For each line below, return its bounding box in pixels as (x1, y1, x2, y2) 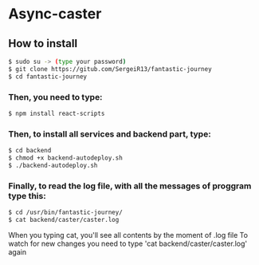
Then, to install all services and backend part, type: (8, 129, 211, 140)
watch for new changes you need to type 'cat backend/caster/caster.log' (8, 239, 248, 248)
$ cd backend (8, 147, 52, 155)
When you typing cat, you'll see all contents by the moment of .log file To (8, 230, 249, 239)
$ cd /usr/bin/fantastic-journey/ (8, 208, 124, 216)
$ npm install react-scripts (8, 109, 105, 117)
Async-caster (8, 5, 102, 23)
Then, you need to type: (8, 91, 103, 102)
